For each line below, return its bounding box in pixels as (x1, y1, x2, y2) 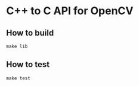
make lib (6, 43, 28, 49)
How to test (6, 59, 50, 69)
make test (6, 75, 31, 81)
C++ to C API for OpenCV (6, 4, 134, 18)
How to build (6, 28, 54, 38)
